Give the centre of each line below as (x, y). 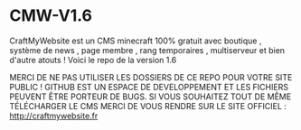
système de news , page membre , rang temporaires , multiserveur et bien (147, 50)
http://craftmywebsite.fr (54, 116)
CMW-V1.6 (51, 16)
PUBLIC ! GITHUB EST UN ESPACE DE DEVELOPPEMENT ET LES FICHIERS (149, 87)
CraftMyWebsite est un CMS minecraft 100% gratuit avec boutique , (136, 41)
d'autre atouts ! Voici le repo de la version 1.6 (93, 60)
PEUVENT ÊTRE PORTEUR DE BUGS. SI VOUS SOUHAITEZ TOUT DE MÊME (150, 97)
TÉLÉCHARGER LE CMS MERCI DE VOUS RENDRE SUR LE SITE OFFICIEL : (148, 106)
